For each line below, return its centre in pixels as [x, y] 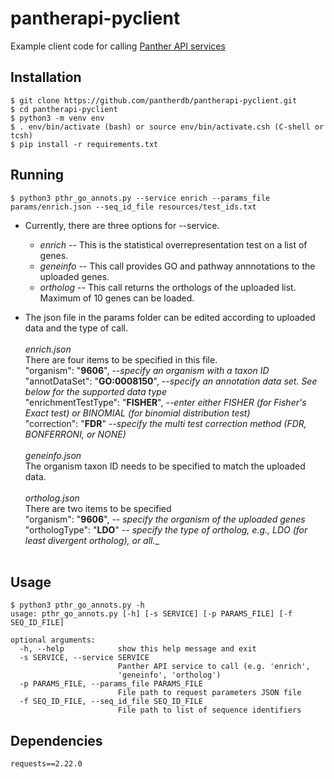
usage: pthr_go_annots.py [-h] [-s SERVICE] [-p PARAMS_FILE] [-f [151, 614]
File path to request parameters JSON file [209, 693]
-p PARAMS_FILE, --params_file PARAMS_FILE [111, 684]
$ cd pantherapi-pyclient [64, 109]
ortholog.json [52, 498]
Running [37, 175]
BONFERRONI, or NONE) [75, 434]
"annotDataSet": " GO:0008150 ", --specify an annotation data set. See [171, 381]
